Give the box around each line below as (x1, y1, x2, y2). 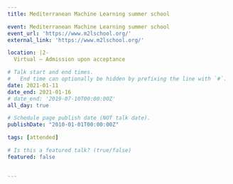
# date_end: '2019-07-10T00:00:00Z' (7, 95, 116, 102)
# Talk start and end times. (7, 69, 94, 76)
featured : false (7, 153, 55, 161)
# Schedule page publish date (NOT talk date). (7, 114, 151, 121)
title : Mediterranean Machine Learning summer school (7, 10, 170, 18)
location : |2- (7, 49, 50, 57)
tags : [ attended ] (7, 134, 59, 141)
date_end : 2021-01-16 (7, 88, 72, 96)
